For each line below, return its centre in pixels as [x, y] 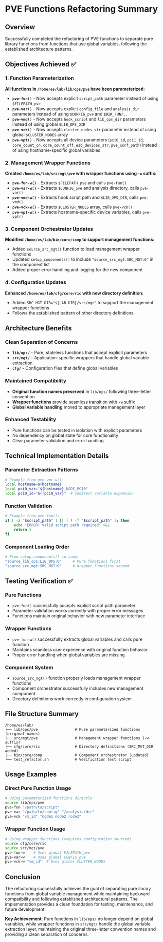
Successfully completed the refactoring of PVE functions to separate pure [79, 39]
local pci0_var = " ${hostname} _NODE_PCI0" [47, 489]
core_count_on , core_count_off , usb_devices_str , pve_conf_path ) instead [84, 145]
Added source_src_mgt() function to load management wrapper [76, 249]
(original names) [23, 734]
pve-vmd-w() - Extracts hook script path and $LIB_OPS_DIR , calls [75, 197]
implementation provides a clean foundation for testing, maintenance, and [79, 904]
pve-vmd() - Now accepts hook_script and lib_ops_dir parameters [79, 119]
